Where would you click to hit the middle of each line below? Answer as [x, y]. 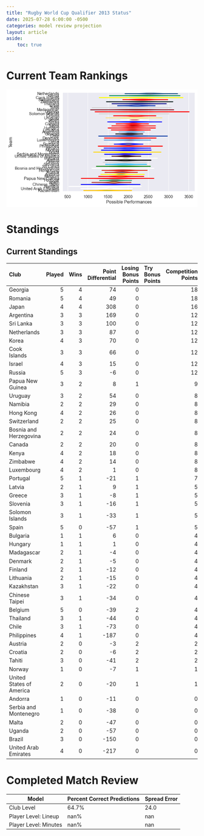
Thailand [20, 618]
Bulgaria [19, 535]
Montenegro [24, 714]
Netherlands [24, 332]
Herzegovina [25, 436]
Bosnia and [23, 430]
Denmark [20, 561]
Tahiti [16, 661]
